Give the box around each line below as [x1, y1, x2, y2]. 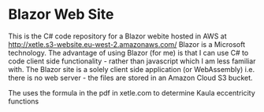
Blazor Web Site [8, 5, 114, 23]
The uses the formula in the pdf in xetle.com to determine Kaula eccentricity [8, 88, 256, 97]
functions [8, 96, 39, 106]
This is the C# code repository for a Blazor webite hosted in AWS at [8, 31, 227, 41]
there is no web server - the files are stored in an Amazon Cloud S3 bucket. [8, 73, 254, 82]
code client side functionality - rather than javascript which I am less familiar [8, 56, 256, 66]
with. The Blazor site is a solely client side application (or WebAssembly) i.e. [8, 64, 255, 74]
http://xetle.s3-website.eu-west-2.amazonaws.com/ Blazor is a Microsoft [8, 39, 246, 49]
